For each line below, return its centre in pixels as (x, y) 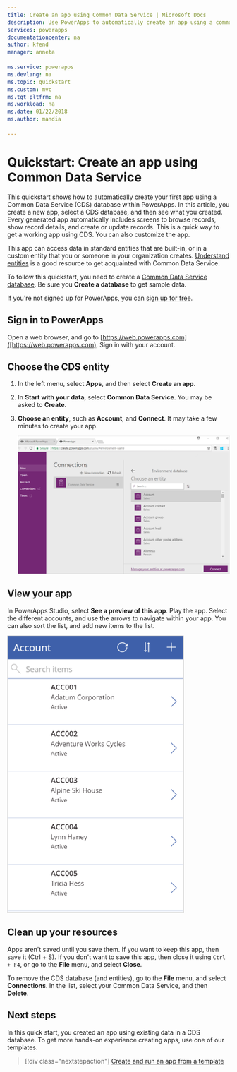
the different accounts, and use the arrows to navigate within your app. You (117, 618)
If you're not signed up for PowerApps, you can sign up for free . (100, 298)
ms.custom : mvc (30, 89)
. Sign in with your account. (136, 344)
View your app (40, 594)
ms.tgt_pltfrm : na (34, 97)
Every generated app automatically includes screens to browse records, (112, 219)
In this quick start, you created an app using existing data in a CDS (104, 1032)
